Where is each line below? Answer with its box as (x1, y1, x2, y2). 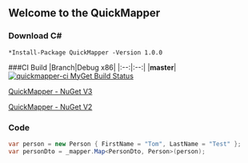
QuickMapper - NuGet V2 (8, 101, 93, 111)
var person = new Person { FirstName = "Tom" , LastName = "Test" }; (8, 140, 242, 148)
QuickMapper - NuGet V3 (8, 86, 93, 96)
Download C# (8, 30, 62, 42)
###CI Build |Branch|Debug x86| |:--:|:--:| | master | (8, 62, 177, 72)
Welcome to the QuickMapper (8, 6, 161, 20)
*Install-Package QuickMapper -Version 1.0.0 (8, 48, 162, 57)
